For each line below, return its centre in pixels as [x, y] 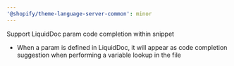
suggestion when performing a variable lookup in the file [99, 55]
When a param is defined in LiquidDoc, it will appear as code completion [122, 47]
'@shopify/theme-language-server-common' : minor [79, 14]
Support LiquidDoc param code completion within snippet [90, 34]
